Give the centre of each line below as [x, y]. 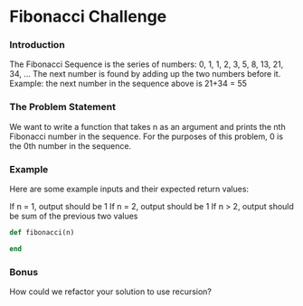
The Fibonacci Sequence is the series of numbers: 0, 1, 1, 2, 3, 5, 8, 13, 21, [147, 64]
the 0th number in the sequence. [71, 145]
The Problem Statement [62, 107]
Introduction [37, 45]
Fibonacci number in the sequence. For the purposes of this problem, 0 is [146, 136]
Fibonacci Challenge [88, 17]
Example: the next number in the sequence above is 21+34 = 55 [128, 84]
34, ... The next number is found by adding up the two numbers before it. [145, 74]
